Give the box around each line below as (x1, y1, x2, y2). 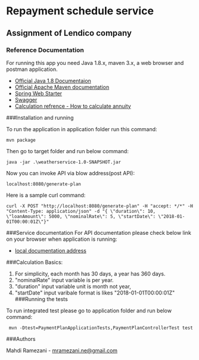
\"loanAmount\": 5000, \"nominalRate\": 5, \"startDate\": (6, 213, 156, 219)
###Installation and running (6, 114, 74, 121)
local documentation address (14, 247, 86, 254)
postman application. (6, 66, 58, 73)
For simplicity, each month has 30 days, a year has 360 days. (14, 270, 166, 277)
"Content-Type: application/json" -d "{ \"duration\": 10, (6, 208, 156, 214)
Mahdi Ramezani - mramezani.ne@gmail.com (6, 347, 118, 354)
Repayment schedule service (6, 4, 154, 18)
